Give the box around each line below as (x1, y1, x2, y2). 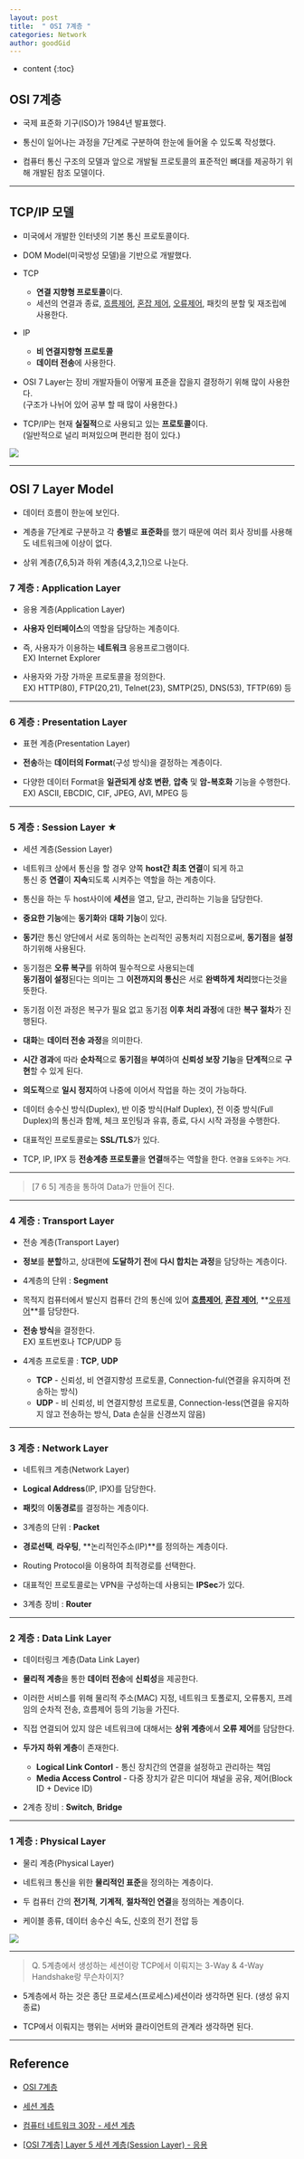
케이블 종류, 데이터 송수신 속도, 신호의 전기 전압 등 (22, 1915, 199, 1926)
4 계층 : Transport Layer (9, 1214, 115, 1227)
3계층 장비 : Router (22, 1599, 92, 1610)
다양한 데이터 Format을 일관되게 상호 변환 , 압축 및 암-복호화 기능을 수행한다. (22, 776, 291, 787)
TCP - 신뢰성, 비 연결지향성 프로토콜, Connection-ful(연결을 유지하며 (35, 1374, 281, 1385)
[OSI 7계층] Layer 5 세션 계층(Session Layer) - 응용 (22, 2139, 208, 2150)
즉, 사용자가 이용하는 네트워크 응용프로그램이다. (22, 642, 190, 652)
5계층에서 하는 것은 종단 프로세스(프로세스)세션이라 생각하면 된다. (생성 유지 (22, 1990, 290, 2001)
